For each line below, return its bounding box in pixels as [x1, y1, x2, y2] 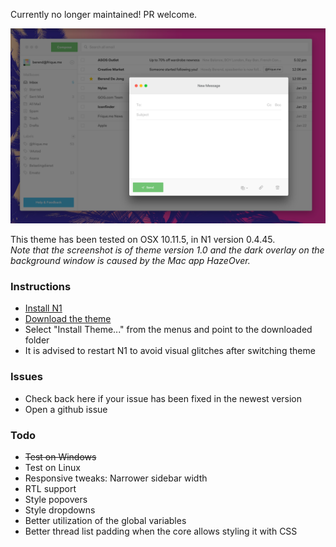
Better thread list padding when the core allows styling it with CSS [24, 525, 298, 537]
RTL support [24, 482, 77, 494]
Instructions [10, 279, 72, 293]
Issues [10, 370, 44, 384]
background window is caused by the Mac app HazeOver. [10, 255, 251, 267]
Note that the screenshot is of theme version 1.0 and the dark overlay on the [10, 244, 325, 256]
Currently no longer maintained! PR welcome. [10, 9, 198, 20]
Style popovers [24, 493, 88, 505]
